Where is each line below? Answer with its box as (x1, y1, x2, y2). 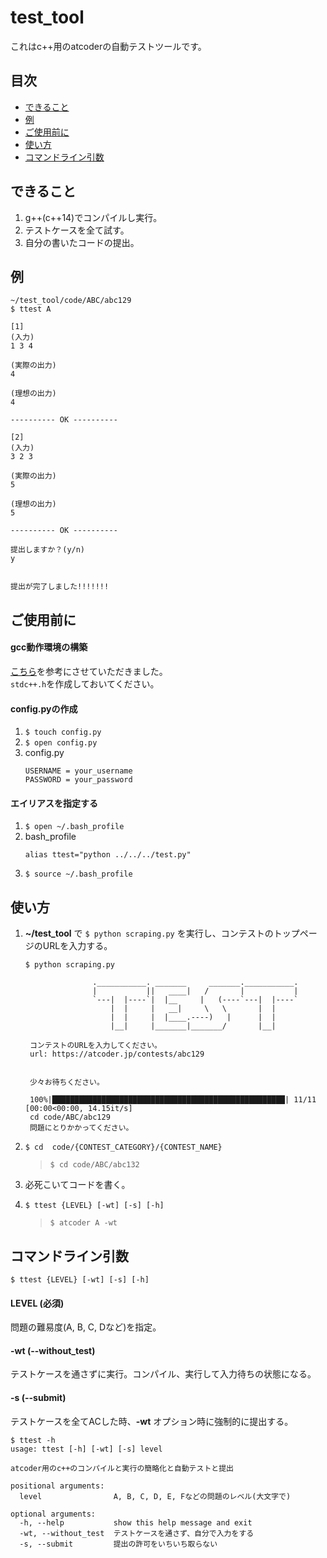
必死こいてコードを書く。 (24, 1179, 131, 1191)
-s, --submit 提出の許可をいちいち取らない (19, 1539, 218, 1549)
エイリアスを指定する (10, 797, 98, 809)
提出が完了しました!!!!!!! (10, 582, 110, 592)
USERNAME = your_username (24, 766, 133, 776)
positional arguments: (10, 1481, 105, 1491)
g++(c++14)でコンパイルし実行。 (24, 211, 163, 223)
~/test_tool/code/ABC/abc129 (10, 296, 132, 306)
